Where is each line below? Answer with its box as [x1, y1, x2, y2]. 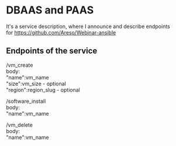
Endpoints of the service [6, 46, 98, 56]
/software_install [6, 98, 46, 105]
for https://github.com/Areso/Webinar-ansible [6, 29, 116, 36]
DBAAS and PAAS [6, 4, 94, 17]
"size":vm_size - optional [6, 80, 66, 87]
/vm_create [6, 61, 33, 68]
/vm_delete [6, 121, 33, 128]
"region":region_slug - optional [6, 86, 80, 93]
